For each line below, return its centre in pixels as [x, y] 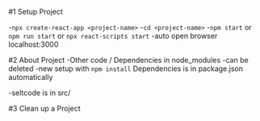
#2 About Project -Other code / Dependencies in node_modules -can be [128, 60]
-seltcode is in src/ [40, 93]
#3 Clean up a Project [44, 108]
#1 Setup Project [36, 12]
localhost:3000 [34, 44]
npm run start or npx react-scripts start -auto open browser [113, 36]
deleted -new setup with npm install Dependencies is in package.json [126, 69]
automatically [31, 77]
